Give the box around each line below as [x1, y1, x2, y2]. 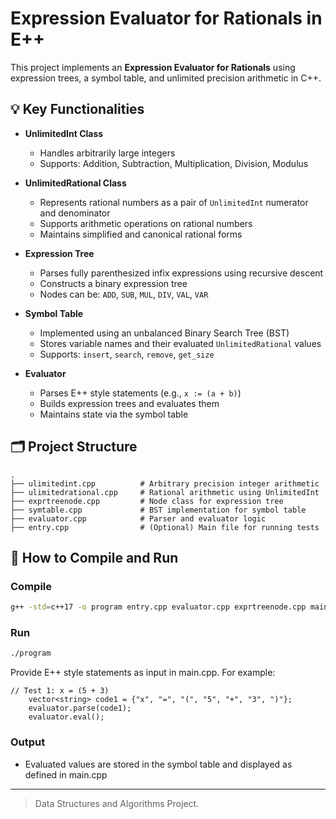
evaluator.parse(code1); [28, 703, 132, 714]
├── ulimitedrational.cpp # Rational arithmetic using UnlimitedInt [10, 487, 320, 497]
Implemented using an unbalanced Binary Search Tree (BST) [39, 327, 290, 339]
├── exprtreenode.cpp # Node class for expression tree [10, 496, 284, 506]
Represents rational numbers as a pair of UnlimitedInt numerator [39, 196, 309, 208]
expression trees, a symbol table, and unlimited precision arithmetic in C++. [10, 72, 322, 84]
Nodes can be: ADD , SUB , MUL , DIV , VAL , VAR [39, 288, 209, 300]
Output [10, 735, 46, 749]
